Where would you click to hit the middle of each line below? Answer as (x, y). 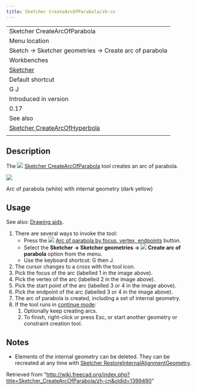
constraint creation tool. (53, 324)
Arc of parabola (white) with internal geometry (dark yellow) (79, 189)
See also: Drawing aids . (35, 222)
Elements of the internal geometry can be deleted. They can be (92, 357)
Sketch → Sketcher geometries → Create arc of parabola (88, 50)
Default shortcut (32, 79)
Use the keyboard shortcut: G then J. (69, 260)
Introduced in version (39, 99)
